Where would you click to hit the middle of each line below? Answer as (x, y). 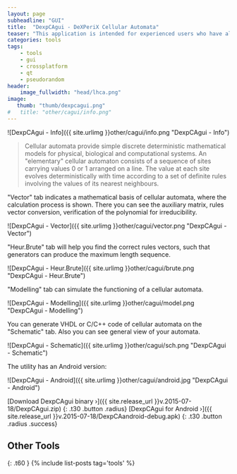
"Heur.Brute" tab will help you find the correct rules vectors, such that (109, 247)
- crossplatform (44, 66)
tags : (15, 47)
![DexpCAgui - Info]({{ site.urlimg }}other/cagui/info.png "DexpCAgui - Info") (119, 132)
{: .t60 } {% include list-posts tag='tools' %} (71, 463)
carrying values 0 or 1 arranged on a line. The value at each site (117, 168)
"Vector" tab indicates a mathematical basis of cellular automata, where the (117, 197)
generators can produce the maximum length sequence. (89, 254)
